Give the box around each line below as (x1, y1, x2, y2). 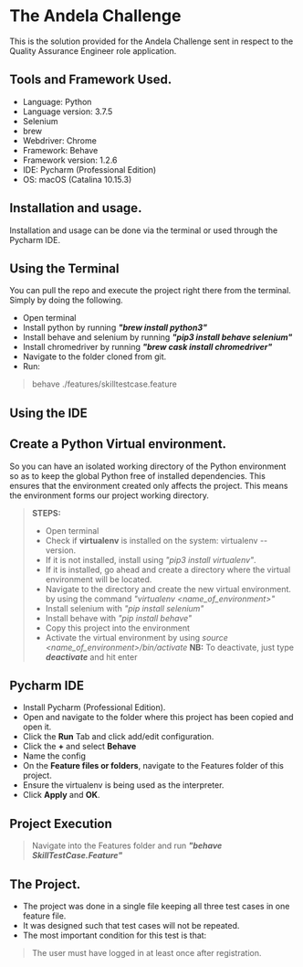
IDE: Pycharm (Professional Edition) (22, 164, 157, 175)
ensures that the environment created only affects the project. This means (9, 480, 288, 491)
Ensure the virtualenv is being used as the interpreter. (22, 780, 225, 791)
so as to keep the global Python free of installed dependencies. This (9, 470, 266, 481)
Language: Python (22, 96, 92, 107)
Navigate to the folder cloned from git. (22, 351, 167, 362)
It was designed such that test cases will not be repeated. (22, 920, 240, 931)
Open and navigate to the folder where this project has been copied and (22, 712, 294, 723)
